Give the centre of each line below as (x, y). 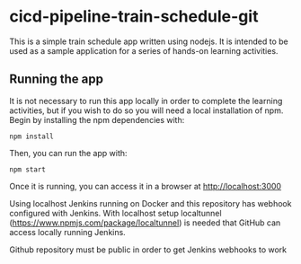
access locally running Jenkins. (67, 232)
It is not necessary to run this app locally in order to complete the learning (146, 101)
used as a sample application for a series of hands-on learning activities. (144, 50)
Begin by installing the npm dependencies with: (97, 119)
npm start (28, 169)
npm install (31, 136)
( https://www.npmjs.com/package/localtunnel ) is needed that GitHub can (145, 223)
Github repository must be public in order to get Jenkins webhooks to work (148, 250)
